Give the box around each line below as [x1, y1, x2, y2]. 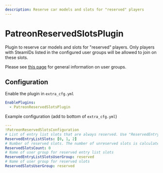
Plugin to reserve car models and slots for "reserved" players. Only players [5, 44, 155, 50]
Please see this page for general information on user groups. [5, 64, 127, 69]
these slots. [5, 54, 28, 60]
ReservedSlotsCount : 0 [5, 145, 51, 151]
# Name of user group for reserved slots [5, 159, 90, 164]
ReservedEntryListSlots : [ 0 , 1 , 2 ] [5, 137, 77, 141]
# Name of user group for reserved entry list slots [5, 150, 114, 155]
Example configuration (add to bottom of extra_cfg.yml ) [5, 114, 117, 120]
